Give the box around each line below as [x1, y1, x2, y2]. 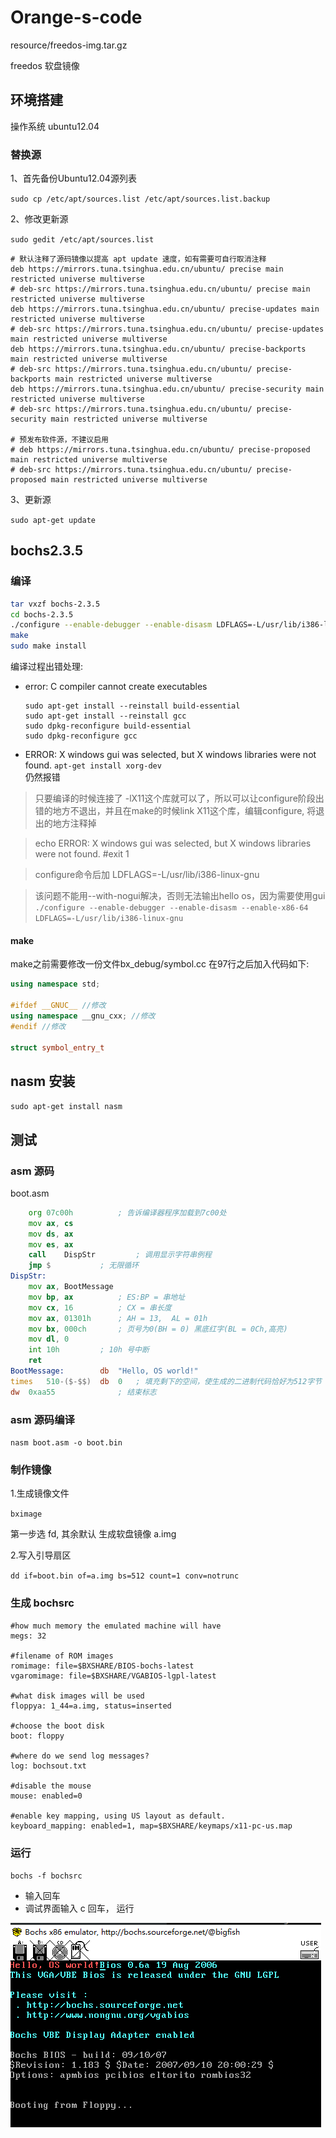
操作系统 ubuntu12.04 [10, 120, 100, 132]
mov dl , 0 [28, 1334, 70, 1345]
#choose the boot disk [10, 1721, 105, 1731]
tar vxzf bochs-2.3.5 [10, 599, 101, 609]
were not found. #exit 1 [34, 848, 130, 860]
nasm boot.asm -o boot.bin [10, 1437, 123, 1448]
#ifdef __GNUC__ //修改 [10, 1001, 107, 1011]
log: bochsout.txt [10, 1761, 87, 1771]
